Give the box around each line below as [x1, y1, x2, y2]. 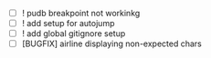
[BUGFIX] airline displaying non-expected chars [21, 38, 202, 49]
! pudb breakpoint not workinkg [21, 8, 141, 18]
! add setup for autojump [21, 18, 115, 29]
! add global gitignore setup [21, 28, 126, 39]
